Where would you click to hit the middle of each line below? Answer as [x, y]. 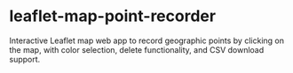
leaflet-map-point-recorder [112, 16]
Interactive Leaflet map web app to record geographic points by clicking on [146, 40]
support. [25, 59]
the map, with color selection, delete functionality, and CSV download [137, 49]
